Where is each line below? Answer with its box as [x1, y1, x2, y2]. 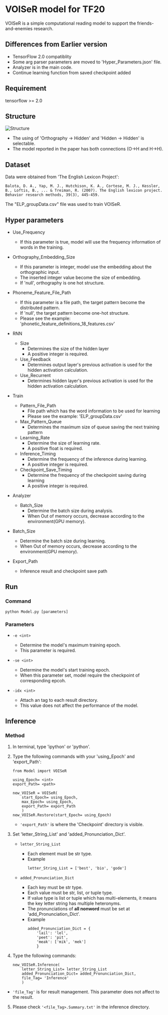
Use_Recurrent [20, 373, 51, 378]
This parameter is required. [20, 647, 76, 653]
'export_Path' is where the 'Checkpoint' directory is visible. [20, 821, 144, 827]
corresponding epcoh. [20, 677, 66, 683]
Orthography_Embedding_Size [12, 254, 75, 260]
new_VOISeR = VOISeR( [12, 790, 58, 795]
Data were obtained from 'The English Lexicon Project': [5, 174, 119, 180]
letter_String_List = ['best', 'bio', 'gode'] [27, 865, 127, 871]
